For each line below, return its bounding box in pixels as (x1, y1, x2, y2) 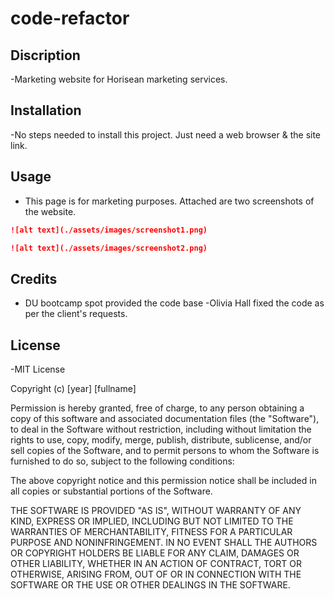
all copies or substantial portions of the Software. (10, 485, 213, 497)
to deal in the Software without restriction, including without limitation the (10, 423, 312, 435)
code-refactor (10, 7, 130, 30)
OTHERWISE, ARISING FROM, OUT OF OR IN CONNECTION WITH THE (10, 568, 302, 580)
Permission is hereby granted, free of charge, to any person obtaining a (10, 402, 305, 414)
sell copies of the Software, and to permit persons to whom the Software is (10, 445, 320, 456)
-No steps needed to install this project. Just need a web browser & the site (10, 128, 322, 141)
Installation (10, 102, 82, 119)
